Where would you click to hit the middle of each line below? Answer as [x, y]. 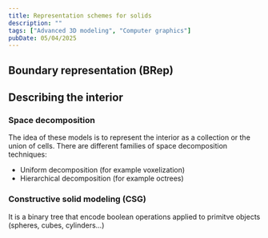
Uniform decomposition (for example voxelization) [102, 170]
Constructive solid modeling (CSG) [77, 199]
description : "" [35, 23]
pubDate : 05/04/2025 [43, 38]
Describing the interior [66, 98]
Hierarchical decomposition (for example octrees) [102, 178]
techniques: [28, 155]
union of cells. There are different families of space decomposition [118, 146]
